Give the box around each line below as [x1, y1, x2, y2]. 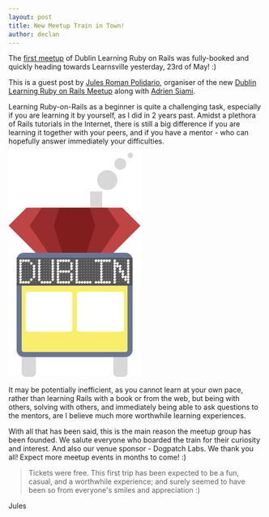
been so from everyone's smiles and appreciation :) [28, 485, 201, 495]
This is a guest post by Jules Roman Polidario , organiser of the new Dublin [8, 78, 257, 88]
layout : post [8, 13, 53, 21]
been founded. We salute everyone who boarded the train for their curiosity [8, 435, 261, 445]
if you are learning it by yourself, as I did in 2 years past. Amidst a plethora [8, 110, 257, 121]
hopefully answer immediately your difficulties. [8, 136, 164, 146]
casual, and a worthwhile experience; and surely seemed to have [28, 476, 246, 486]
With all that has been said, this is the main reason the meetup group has [8, 426, 251, 437]
